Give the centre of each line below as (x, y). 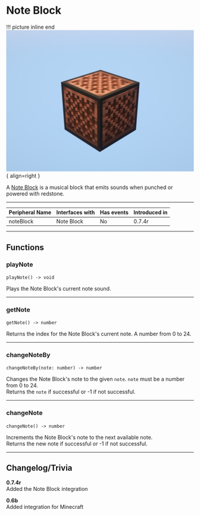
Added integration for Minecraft (45, 506)
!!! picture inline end (30, 27)
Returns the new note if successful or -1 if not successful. (77, 444)
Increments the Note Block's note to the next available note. (79, 437)
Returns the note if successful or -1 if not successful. (71, 392)
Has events (114, 212)
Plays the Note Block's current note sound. (59, 288)
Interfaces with (76, 212)
